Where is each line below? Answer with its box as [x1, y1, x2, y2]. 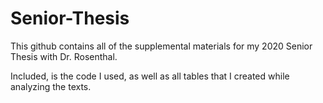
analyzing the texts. [10, 80, 92, 92]
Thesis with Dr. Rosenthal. [10, 50, 118, 62]
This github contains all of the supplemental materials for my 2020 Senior [10, 40, 313, 52]
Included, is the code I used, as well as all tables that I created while [10, 70, 290, 82]
